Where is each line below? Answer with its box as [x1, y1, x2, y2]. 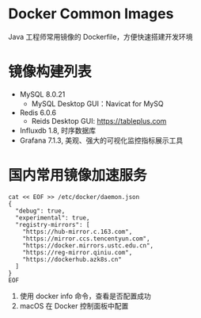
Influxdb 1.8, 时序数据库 [19, 125, 97, 135]
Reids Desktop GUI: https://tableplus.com [31, 116, 167, 125]
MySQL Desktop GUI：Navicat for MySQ [31, 98, 164, 108]
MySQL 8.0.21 [19, 89, 66, 99]
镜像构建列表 [8, 63, 93, 81]
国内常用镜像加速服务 [8, 167, 148, 185]
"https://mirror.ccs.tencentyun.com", [22, 235, 150, 243]
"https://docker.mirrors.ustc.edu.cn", [22, 241, 154, 250]
